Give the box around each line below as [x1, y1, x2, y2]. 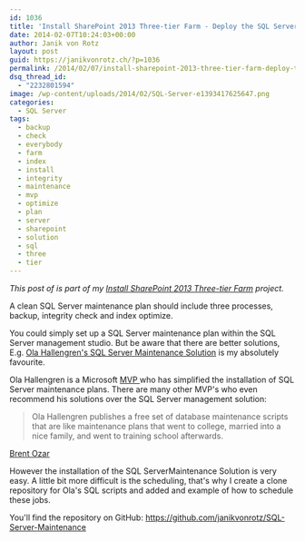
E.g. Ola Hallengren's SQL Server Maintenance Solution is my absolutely [9, 347, 280, 358]
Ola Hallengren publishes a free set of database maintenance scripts [31, 411, 289, 422]
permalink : [9, 64, 51, 74]
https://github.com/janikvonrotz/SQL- [144, 512, 286, 523]
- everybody [17, 140, 64, 149]
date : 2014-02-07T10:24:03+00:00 [9, 30, 136, 39]
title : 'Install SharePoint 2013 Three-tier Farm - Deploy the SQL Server [9, 22, 299, 31]
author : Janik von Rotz [9, 38, 100, 48]
